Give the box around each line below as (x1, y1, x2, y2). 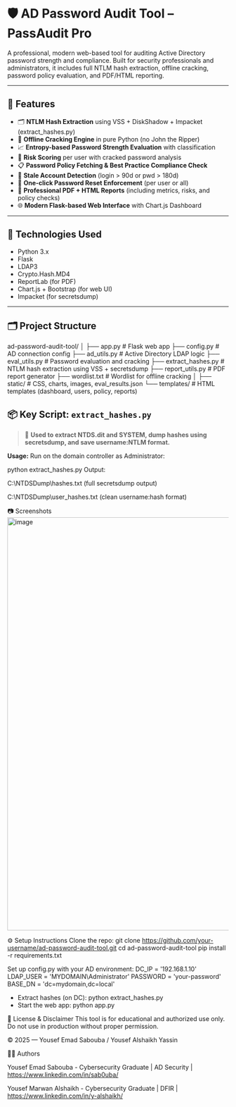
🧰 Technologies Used (7, 228, 102, 240)
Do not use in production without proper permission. (7, 1022, 159, 1031)
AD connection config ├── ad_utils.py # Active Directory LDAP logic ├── (7, 350, 220, 358)
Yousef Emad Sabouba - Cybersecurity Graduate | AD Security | (7, 1063, 193, 1072)
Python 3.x (17, 247, 49, 256)
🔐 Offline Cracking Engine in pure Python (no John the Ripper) (17, 135, 200, 143)
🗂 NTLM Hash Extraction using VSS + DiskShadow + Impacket (17, 117, 203, 125)
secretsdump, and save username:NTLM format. (24, 438, 170, 447)
